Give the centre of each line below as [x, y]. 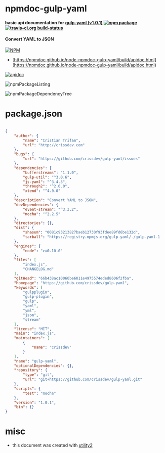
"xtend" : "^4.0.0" [42, 191]
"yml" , [30, 311]
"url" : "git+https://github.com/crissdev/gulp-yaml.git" [82, 380]
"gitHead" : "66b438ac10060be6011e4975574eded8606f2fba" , [74, 278]
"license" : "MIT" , [33, 329]
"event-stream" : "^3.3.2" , [51, 209]
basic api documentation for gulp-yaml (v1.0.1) [54, 22]
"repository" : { [31, 370]
